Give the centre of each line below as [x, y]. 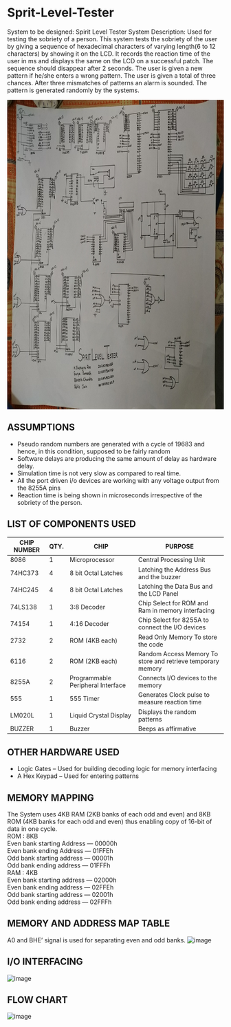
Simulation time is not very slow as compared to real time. [99, 473]
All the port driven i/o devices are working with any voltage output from [118, 480]
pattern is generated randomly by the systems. [73, 90]
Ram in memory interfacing [177, 611]
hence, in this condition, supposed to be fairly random [93, 451]
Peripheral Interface [98, 685]
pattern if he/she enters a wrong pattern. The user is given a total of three [112, 75]
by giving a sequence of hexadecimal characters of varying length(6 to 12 [111, 46]
